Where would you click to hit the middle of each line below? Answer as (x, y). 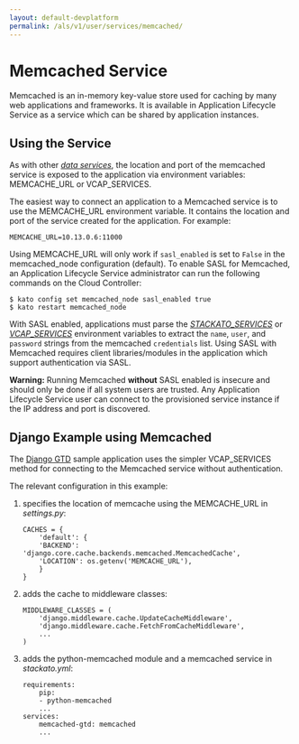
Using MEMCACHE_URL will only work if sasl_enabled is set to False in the (147, 255)
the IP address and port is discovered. (80, 409)
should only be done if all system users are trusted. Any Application (135, 390)
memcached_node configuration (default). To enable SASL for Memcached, (150, 264)
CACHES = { (43, 530)
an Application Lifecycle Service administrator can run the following (135, 274)
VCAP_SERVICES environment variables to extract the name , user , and (138, 334)
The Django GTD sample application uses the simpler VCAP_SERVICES (140, 459)
